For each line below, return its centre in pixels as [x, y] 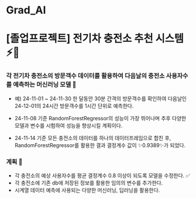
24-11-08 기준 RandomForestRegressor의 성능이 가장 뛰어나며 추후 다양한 [100, 118]
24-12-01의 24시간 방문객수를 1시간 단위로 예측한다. [74, 106]
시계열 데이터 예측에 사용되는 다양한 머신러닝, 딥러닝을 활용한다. [87, 190]
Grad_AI [26, 10]
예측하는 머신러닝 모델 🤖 [44, 85]
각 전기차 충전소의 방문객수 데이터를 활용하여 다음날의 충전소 [85, 76]
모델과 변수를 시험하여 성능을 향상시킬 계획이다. [68, 125]
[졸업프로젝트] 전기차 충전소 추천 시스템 [95, 39]
